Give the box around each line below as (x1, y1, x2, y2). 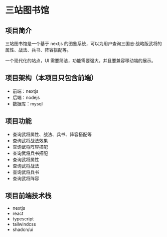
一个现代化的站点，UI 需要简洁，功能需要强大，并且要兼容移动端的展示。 (5, 57, 156, 64)
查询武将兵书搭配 (12, 150, 48, 156)
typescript (12, 216, 34, 222)
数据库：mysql (12, 100, 43, 106)
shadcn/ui (12, 226, 34, 232)
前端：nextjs (12, 88, 39, 94)
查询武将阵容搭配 (12, 144, 48, 150)
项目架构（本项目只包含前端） (5, 74, 98, 82)
